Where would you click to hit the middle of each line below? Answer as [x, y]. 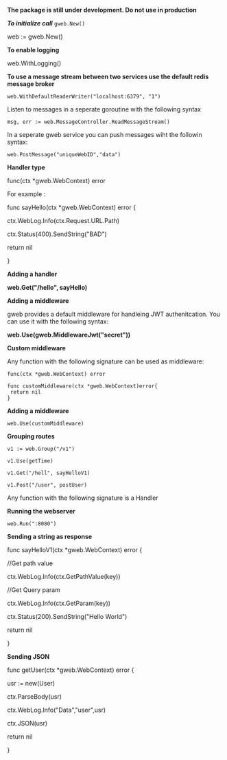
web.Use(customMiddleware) [46, 423]
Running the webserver [41, 511]
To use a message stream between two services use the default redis [108, 76]
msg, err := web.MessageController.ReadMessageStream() [88, 122]
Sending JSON [28, 656]
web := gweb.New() [35, 36]
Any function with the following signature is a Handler [83, 498]
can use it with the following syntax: [58, 321]
